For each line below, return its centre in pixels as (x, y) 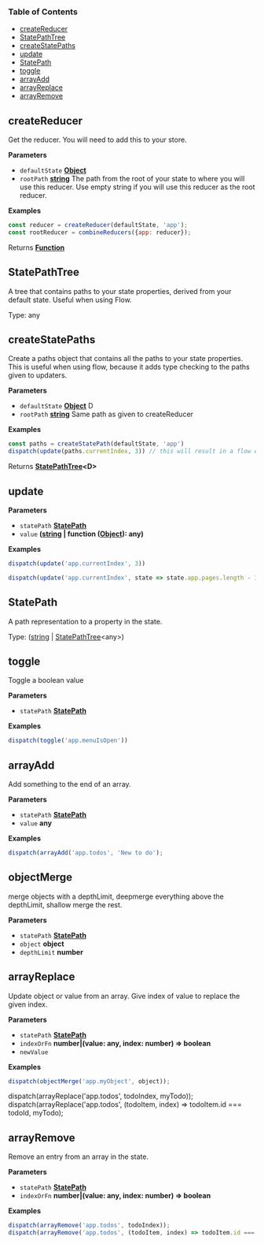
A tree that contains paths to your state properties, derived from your (120, 291)
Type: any (24, 315)
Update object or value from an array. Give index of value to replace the (124, 996)
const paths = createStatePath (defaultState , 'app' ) (96, 444)
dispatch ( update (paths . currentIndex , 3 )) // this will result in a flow (130, 452)
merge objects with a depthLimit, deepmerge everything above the (116, 896)
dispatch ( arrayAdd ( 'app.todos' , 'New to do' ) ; (86, 853)
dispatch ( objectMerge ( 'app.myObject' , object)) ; (89, 1081)
